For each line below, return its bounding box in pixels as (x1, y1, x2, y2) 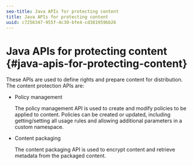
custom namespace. (14, 124, 64, 131)
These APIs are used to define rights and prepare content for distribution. (6, 76, 183, 83)
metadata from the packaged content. (14, 152, 106, 159)
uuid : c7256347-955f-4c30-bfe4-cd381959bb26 (6, 19, 116, 25)
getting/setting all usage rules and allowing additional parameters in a (14, 117, 182, 124)
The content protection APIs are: (6, 82, 85, 89)
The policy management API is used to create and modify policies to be (14, 105, 187, 112)
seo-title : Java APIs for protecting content (6, 8, 119, 15)
